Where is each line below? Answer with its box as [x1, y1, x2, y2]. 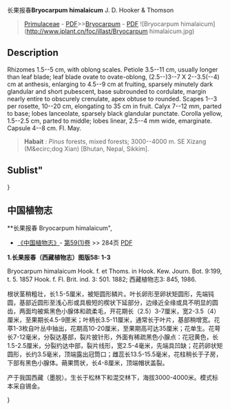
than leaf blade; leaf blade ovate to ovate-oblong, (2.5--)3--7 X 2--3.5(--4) [7, 72, 220, 81]
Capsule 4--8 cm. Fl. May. [7, 123, 81, 132]
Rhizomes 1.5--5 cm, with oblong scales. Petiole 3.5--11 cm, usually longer [7, 65, 218, 74]
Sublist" [7, 165, 43, 176]
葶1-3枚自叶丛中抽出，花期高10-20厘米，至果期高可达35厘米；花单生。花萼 [7, 325, 221, 333]
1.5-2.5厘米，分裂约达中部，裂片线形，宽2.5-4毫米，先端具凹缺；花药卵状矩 [7, 342, 223, 350]
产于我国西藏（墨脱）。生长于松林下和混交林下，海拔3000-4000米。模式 [7, 373, 213, 382]
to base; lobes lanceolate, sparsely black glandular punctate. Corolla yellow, [7, 109, 222, 117]
